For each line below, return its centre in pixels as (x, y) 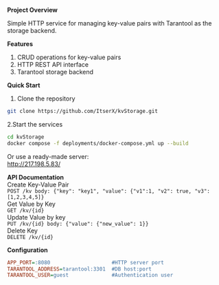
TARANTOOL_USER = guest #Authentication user (90, 275)
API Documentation (35, 177)
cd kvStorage (26, 137)
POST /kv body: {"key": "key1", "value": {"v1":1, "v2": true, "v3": (109, 191)
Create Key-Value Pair (38, 184)
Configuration (27, 250)
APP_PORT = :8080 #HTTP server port (86, 262)
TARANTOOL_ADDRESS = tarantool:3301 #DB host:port (80, 269)
